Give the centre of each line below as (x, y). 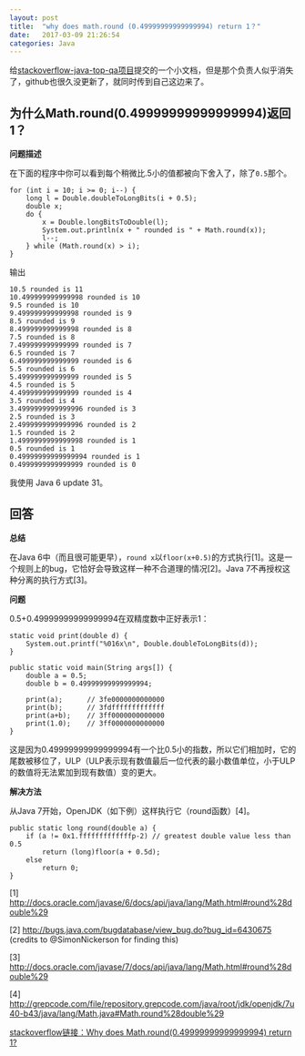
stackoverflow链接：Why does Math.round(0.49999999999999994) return (151, 1032)
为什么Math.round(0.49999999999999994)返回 (150, 113)
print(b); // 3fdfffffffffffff (96, 707)
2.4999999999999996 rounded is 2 (73, 425)
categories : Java (42, 43)
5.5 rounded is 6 (42, 370)
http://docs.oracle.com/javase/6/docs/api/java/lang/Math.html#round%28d (151, 902)
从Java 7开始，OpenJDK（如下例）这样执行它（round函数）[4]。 (132, 810)
